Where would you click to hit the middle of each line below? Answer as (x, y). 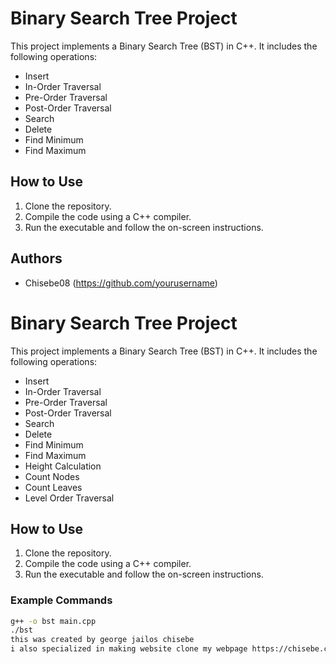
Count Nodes (52, 476)
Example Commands (61, 600)
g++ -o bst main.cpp (53, 621)
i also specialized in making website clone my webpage (129, 649)
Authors (36, 258)
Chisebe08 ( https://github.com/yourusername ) (121, 283)
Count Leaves (53, 487)
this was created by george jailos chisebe (102, 640)
